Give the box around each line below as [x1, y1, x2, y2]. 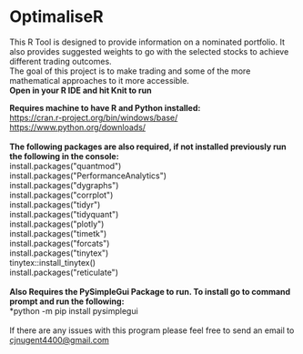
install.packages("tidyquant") [9, 208, 119, 219]
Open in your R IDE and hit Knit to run [9, 85, 152, 96]
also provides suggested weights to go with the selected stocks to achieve [9, 46, 289, 56]
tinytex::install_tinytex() [9, 257, 96, 268]
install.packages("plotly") [9, 218, 105, 229]
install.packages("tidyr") [9, 198, 101, 210]
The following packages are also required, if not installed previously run [9, 141, 287, 152]
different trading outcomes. [9, 56, 112, 66]
